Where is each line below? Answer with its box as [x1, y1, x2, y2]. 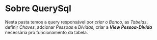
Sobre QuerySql [5, 3, 72, 14]
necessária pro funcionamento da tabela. [5, 29, 88, 35]
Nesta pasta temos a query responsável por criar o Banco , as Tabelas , [5, 19, 148, 25]
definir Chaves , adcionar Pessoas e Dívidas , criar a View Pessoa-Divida [5, 24, 152, 30]
